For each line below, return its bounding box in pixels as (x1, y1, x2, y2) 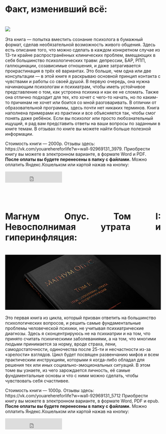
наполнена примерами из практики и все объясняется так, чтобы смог (5, 110, 156, 116)
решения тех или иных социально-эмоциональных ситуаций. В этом (5, 362, 151, 368)
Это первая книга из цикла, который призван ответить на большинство (5, 315, 157, 321)
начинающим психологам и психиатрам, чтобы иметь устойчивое (5, 84, 146, 90)
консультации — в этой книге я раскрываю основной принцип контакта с (5, 73, 161, 79)
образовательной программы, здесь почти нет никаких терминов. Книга (5, 104, 160, 110)
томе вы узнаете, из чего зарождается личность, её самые (5, 367, 130, 374)
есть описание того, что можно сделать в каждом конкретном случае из (5, 47, 160, 52)
